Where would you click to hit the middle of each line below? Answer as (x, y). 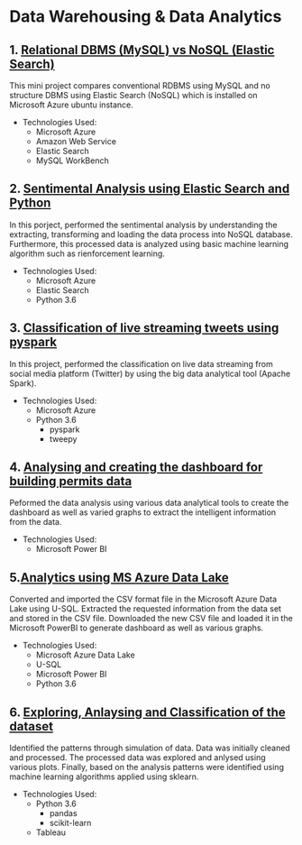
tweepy (63, 438)
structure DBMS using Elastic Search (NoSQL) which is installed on (133, 95)
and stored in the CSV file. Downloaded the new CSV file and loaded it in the (151, 619)
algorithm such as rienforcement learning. (87, 253)
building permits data (71, 481)
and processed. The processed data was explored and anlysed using (137, 758)
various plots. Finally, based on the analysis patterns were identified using (146, 767)
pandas (64, 813)
